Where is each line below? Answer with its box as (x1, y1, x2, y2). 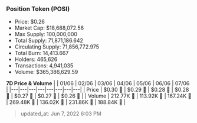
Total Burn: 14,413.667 (14, 50, 69, 57)
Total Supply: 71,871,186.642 (14, 37, 84, 44)
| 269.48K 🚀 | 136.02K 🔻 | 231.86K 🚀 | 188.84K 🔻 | (6, 99, 126, 106)
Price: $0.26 (14, 18, 45, 25)
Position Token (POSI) (6, 5, 70, 13)
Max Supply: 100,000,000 (14, 31, 78, 38)
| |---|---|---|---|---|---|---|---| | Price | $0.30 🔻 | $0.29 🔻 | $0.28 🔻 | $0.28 (6, 86, 189, 93)
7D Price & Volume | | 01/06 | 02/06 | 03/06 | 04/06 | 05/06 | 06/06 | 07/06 (6, 80, 190, 87)
